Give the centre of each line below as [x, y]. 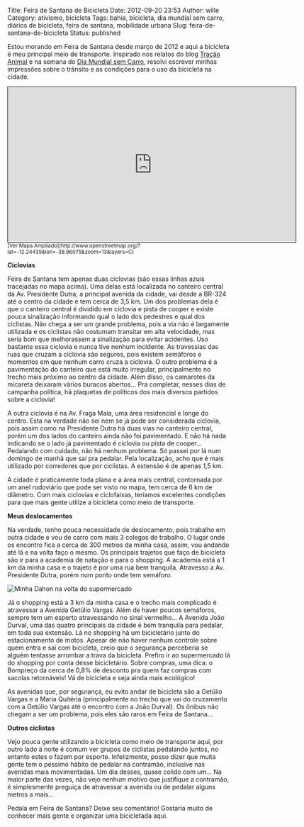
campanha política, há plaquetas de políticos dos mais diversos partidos [113, 392]
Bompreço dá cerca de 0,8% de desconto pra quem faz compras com [109, 670]
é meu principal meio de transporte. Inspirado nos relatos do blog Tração [114, 54]
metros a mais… [31, 794]
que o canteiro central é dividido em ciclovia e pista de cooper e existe [111, 309]
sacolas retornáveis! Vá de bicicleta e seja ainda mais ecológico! [101, 678]
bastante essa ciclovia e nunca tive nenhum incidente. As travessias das [113, 346]
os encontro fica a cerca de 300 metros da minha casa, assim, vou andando [118, 545]
